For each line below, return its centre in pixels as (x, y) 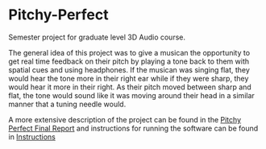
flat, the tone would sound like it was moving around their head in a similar (132, 95)
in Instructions (32, 137)
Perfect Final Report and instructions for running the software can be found (133, 128)
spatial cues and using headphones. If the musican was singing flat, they (129, 69)
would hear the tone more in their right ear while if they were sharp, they (129, 78)
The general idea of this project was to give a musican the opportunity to (129, 52)
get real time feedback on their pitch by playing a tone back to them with (129, 61)
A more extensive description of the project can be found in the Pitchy (125, 119)
